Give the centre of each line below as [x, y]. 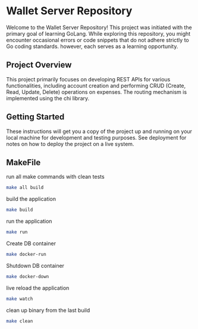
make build [20, 210]
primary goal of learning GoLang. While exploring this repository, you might [98, 33]
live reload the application [38, 288]
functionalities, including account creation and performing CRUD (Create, [96, 86]
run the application [29, 222]
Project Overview [39, 65]
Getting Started [35, 117]
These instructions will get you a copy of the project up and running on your [99, 131]
